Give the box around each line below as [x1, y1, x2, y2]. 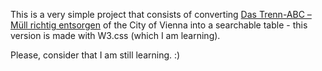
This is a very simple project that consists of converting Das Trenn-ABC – [10, 9, 312, 20]
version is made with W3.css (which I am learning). [10, 30, 221, 41]
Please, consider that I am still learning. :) [10, 49, 181, 61]
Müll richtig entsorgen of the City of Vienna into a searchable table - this [10, 19, 308, 31]
